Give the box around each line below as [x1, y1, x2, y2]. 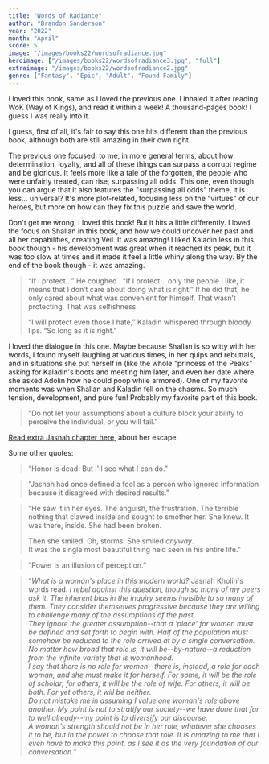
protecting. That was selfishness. [27, 301, 138, 311]
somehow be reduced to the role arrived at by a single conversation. [27, 635, 255, 645]
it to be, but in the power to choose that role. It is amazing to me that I [27, 729, 259, 739]
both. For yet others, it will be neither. [27, 687, 152, 696]
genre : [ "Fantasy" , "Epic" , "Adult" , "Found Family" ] [8, 72, 193, 80]
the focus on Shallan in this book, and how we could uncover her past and [8, 226, 254, 236]
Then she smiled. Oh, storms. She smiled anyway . [27, 536, 194, 546]
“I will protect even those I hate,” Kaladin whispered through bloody [27, 317, 251, 327]
